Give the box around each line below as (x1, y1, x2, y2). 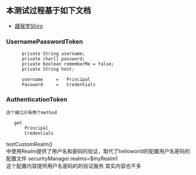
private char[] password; (21, 56, 85, 62)
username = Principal (21, 77, 91, 82)
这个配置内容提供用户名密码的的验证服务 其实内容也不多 (6, 163, 141, 170)
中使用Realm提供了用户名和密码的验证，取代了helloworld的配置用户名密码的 (6, 148, 191, 155)
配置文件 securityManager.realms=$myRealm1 (6, 155, 118, 162)
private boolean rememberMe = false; (21, 61, 114, 67)
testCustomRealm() (6, 141, 53, 148)
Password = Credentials (21, 82, 96, 88)
